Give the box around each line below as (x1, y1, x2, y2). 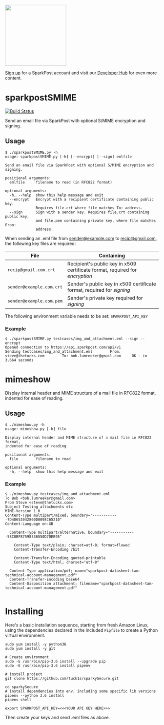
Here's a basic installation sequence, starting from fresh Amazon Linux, (5, 622, 149, 628)
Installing (5, 606, 44, 617)
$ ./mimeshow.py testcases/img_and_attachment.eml (5, 492, 110, 497)
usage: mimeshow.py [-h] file (5, 426, 67, 431)
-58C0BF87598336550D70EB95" (5, 534, 62, 539)
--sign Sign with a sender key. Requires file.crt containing (9, 210, 150, 215)
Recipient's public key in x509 (67, 260, 137, 267)
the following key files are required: (5, 241, 76, 246)
